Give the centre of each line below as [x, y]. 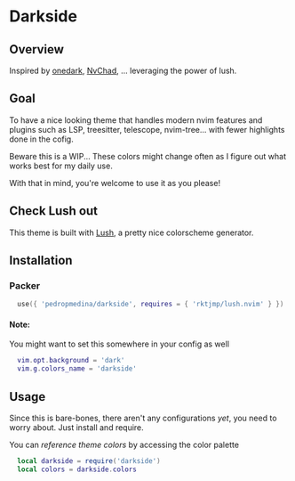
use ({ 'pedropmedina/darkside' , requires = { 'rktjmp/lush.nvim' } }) [151, 305]
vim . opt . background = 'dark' [71, 361]
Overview [37, 49]
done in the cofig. [41, 139]
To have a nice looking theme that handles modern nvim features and [136, 120]
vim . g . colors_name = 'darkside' [77, 369]
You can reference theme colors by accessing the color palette [124, 444]
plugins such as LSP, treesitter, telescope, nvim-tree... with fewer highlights [147, 129]
